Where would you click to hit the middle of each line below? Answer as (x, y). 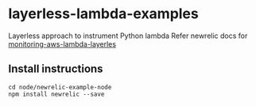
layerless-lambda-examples (103, 14)
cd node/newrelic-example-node (60, 87)
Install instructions (56, 69)
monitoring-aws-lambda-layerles (62, 44)
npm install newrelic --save (56, 94)
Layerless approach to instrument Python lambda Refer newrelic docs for (128, 36)
